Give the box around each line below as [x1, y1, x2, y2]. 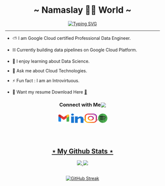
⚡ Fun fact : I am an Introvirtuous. [12, 77, 80, 83]
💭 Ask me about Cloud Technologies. [12, 67, 87, 73]
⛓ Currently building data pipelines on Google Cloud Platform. [12, 47, 137, 53]
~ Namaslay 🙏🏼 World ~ [33, 4, 132, 16]
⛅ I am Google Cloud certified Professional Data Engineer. [12, 35, 131, 41]
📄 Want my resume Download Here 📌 [12, 89, 87, 95]
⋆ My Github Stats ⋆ [51, 147, 114, 155]
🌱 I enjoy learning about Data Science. [12, 58, 90, 64]
